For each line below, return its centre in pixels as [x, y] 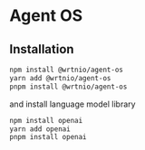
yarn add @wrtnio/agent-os [60, 78]
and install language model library [72, 104]
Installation [42, 49]
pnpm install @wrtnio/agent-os [68, 87]
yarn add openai [40, 129]
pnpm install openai [48, 137]
